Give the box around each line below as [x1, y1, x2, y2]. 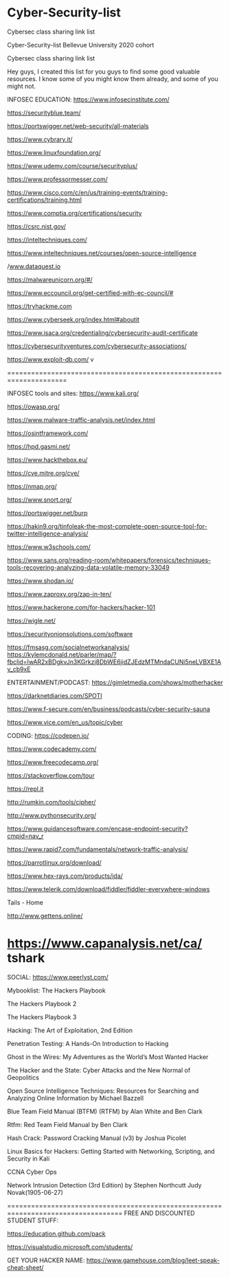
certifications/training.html [7, 196, 82, 204]
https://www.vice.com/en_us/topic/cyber [7, 718, 124, 726]
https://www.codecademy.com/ [7, 745, 97, 753]
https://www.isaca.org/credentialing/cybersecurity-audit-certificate [7, 328, 198, 337]
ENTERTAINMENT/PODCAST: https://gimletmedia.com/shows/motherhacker [7, 678, 223, 686]
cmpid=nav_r [7, 832, 44, 840]
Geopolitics [7, 1073, 40, 1082]
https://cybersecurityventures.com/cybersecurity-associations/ [7, 342, 187, 350]
